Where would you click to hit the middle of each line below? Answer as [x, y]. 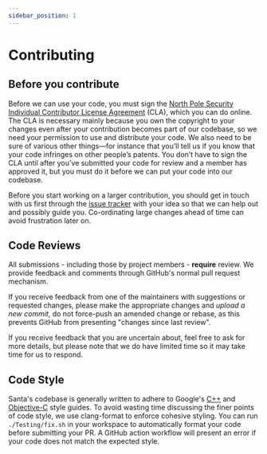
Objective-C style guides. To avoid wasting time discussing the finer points [132, 408]
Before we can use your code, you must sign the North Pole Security [121, 104]
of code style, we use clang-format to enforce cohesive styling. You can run [133, 416]
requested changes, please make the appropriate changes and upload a [127, 305]
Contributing [51, 55]
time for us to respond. [46, 354]
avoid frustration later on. [50, 221]
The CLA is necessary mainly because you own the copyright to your [122, 120]
